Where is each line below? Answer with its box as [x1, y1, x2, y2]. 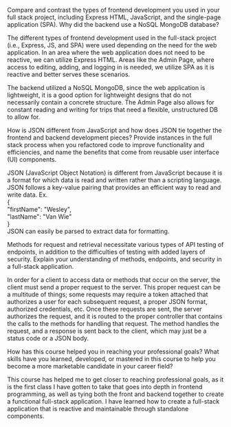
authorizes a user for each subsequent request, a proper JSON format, [7, 298, 208, 305]
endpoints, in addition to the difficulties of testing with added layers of [7, 248, 206, 256]
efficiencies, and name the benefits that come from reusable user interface [7, 148, 220, 156]
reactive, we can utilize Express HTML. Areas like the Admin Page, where [7, 56, 214, 64]
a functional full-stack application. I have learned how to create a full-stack [7, 397, 220, 405]
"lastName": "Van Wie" [7, 212, 72, 221]
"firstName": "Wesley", [7, 206, 72, 213]
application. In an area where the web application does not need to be [7, 48, 205, 56]
